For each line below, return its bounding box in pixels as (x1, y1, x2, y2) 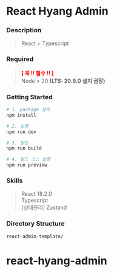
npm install (6, 112, 36, 118)
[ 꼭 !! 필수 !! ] (21, 69, 54, 77)
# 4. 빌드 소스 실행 (6, 156, 50, 162)
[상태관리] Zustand (21, 204, 67, 211)
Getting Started (6, 92, 53, 101)
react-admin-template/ (6, 233, 64, 240)
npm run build (6, 145, 42, 151)
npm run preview (6, 162, 47, 168)
